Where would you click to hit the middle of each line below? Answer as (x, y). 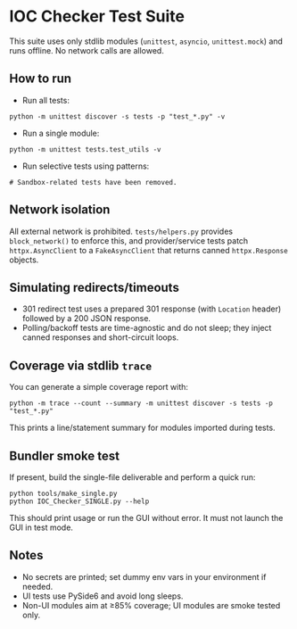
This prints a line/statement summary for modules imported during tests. (142, 428)
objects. (24, 260)
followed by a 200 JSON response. (87, 319)
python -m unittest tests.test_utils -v (86, 149)
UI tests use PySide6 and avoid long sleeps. (103, 596)
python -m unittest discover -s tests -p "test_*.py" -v (117, 116)
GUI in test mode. (41, 527)
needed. (37, 586)
